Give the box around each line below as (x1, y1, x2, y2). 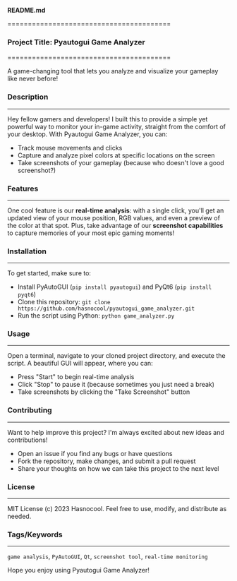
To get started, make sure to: (7, 269, 92, 277)
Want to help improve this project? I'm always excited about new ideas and (7, 428, 224, 436)
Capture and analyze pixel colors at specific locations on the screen (17, 151, 215, 160)
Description (7, 92, 49, 102)
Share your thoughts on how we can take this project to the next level (17, 464, 219, 472)
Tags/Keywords (7, 529, 63, 539)
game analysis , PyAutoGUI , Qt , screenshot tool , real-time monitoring (7, 552, 208, 561)
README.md (7, 6, 46, 14)
